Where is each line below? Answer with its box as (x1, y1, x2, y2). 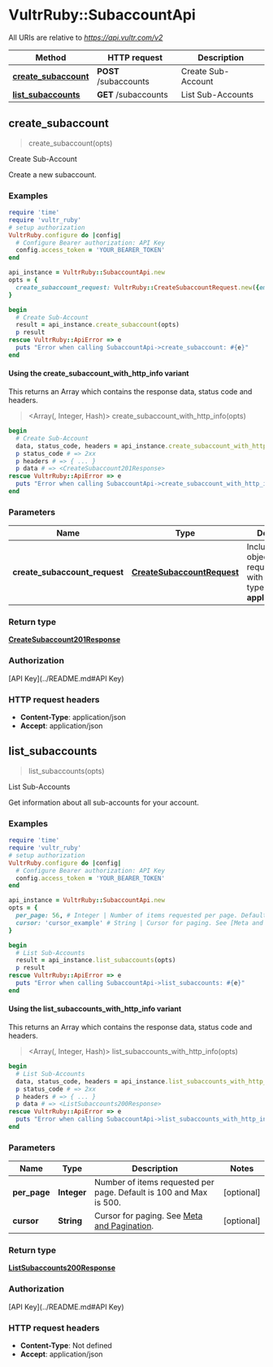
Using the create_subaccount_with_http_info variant (8, 368, 189, 379)
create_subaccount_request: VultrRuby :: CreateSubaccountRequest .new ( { (15, 283, 260, 292)
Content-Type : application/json (19, 713, 126, 723)
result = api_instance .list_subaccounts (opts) (15, 957, 176, 965)
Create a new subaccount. (8, 169, 97, 180)
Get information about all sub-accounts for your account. (8, 797, 199, 807)
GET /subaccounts (97, 89, 168, 100)
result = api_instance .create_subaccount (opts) (15, 321, 180, 329)
